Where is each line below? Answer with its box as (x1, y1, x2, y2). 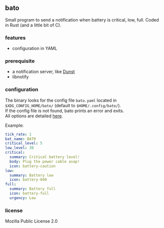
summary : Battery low (9, 173, 54, 178)
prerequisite (5, 58, 35, 65)
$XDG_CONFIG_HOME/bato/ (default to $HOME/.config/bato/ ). (5, 102, 121, 108)
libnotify (12, 74, 29, 80)
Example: (5, 122, 24, 128)
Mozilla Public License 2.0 (5, 218, 58, 224)
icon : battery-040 (9, 177, 47, 182)
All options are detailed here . (5, 113, 63, 119)
